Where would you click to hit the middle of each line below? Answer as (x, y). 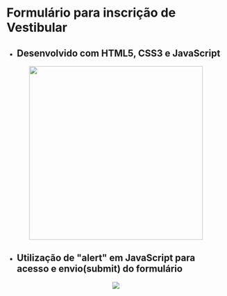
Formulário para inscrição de (91, 13)
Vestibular (37, 27)
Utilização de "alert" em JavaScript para (106, 258)
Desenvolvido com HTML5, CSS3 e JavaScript (118, 53)
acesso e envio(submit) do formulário (100, 269)
